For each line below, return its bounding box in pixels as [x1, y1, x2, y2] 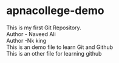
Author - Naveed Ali [6, 30, 56, 37]
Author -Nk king [6, 37, 47, 44]
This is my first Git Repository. [6, 24, 82, 31]
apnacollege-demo [6, 4, 104, 18]
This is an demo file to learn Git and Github [6, 43, 114, 51]
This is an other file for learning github [6, 50, 102, 57]
